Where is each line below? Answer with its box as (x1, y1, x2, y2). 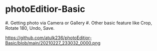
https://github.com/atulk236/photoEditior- (5, 35, 92, 41)
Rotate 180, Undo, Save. (5, 25, 55, 31)
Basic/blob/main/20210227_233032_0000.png (5, 40, 101, 46)
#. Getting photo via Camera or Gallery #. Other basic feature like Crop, (5, 20, 152, 26)
